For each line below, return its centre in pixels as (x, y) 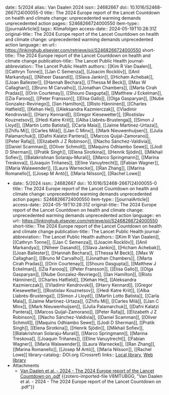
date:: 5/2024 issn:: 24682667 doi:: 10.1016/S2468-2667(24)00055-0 (85, 183)
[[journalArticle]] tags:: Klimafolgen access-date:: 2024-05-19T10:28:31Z (81, 29)
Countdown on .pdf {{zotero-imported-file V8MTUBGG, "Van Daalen (91, 376)
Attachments (26, 365)
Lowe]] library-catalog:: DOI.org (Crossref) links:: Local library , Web (83, 355)
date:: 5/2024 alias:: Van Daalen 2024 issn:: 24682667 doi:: (67, 7)
